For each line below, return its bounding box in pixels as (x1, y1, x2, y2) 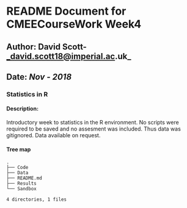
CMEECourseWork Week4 (6, 17, 142, 31)
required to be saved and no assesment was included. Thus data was (6, 125, 182, 132)
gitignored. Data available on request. (6, 132, 101, 139)
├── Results (6, 181, 37, 187)
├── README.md (6, 175, 43, 181)
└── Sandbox (6, 186, 37, 192)
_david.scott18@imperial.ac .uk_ (6, 51, 131, 62)
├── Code (6, 165, 29, 171)
